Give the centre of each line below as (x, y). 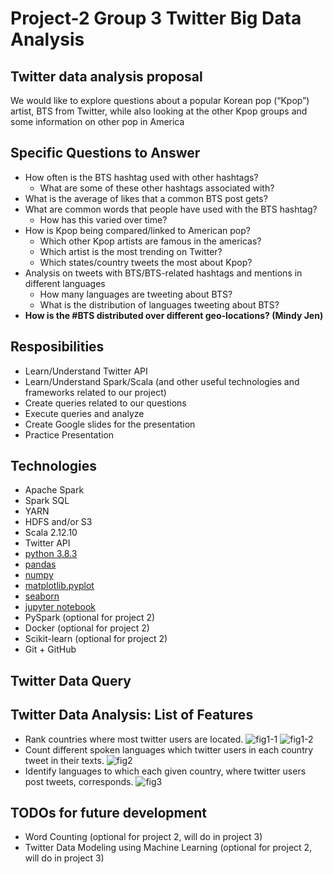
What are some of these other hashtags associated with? (157, 188)
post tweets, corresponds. (79, 781)
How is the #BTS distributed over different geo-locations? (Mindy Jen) (174, 315)
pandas (40, 564)
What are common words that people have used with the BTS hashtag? (171, 209)
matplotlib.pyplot (59, 586)
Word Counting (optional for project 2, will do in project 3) (143, 837)
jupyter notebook (60, 607)
